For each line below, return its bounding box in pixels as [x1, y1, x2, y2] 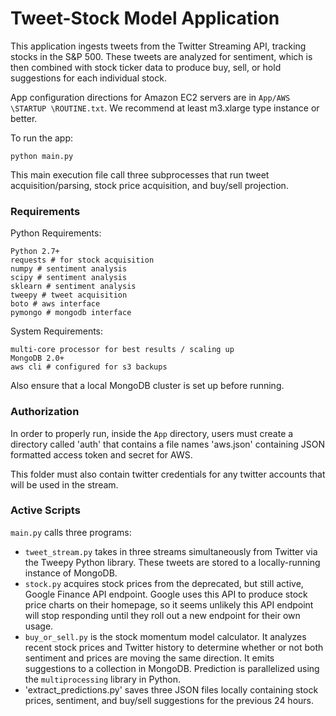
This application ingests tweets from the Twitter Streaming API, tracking [10, 40, 307, 52]
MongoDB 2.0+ [10, 353, 65, 364]
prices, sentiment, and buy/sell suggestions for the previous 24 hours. [24, 694, 315, 706]
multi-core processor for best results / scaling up [10, 345, 235, 355]
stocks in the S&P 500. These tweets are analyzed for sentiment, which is [10, 50, 313, 62]
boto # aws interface [10, 299, 101, 309]
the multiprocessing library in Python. [24, 673, 182, 685]
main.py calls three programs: [10, 526, 132, 538]
